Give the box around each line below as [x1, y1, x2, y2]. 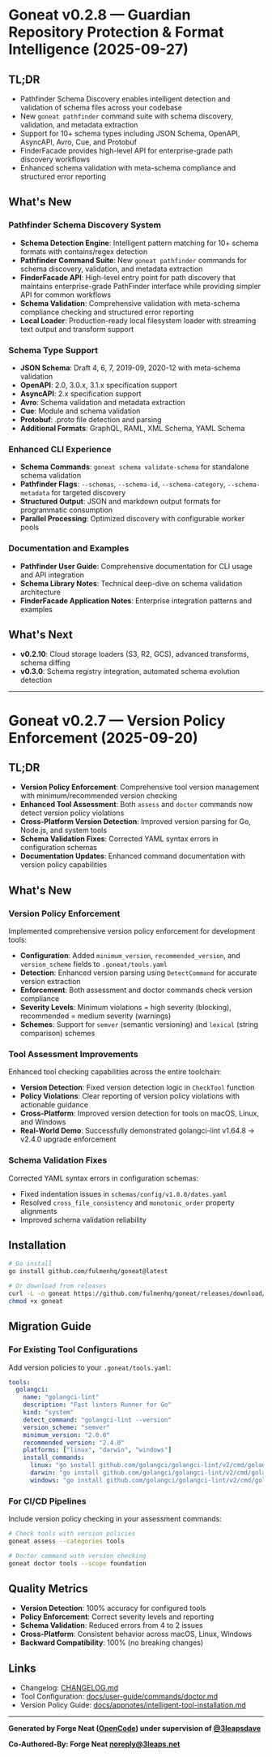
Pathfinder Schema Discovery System [8, 219, 162, 231]
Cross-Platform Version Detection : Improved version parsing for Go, [19, 817, 251, 827]
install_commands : [23, 1453, 85, 1462]
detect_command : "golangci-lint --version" [23, 1415, 172, 1424]
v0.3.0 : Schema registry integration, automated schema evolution [19, 667, 240, 676]
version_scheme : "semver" [23, 1423, 111, 1431]
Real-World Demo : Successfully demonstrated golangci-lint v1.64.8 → [19, 1126, 255, 1136]
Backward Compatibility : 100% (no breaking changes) [19, 1638, 204, 1647]
